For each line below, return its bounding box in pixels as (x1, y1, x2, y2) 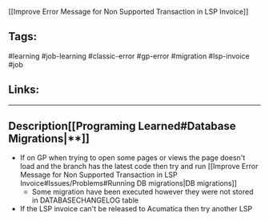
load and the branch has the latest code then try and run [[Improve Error (19, 162, 259, 171)
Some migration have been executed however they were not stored (31, 187, 254, 197)
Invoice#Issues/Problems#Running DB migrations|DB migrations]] (19, 179, 238, 188)
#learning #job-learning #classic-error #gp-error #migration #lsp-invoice (8, 51, 250, 61)
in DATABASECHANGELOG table (31, 195, 139, 205)
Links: (8, 83, 40, 97)
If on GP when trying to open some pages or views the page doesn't (19, 153, 246, 163)
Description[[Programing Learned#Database (8, 119, 236, 133)
